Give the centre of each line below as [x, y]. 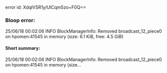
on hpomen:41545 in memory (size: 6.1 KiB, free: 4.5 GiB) [64, 37]
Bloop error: [20, 20]
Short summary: [23, 48]
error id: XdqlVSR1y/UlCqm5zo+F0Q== [46, 7]
